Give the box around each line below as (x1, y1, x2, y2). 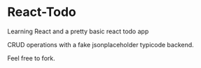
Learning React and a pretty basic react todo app (7, 27, 149, 35)
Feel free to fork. (7, 53, 55, 62)
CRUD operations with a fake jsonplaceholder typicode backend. (7, 40, 194, 49)
